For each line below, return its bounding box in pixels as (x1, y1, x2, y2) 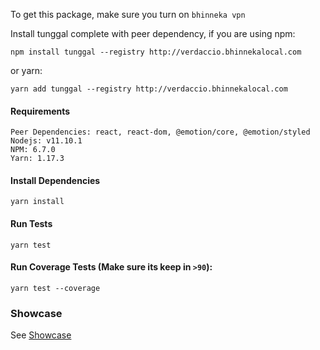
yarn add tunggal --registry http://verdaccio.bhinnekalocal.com (10, 84, 288, 94)
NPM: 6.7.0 (10, 145, 56, 155)
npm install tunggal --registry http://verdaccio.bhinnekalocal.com (10, 47, 302, 57)
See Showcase (10, 329, 72, 341)
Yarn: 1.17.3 (10, 154, 65, 164)
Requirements (10, 105, 71, 117)
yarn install (10, 197, 65, 207)
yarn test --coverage (10, 283, 101, 293)
